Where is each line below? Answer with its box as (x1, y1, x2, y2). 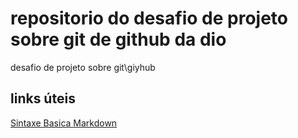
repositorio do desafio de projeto (10, 7, 288, 30)
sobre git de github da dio (10, 28, 227, 51)
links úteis (10, 90, 76, 107)
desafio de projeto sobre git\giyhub (10, 61, 156, 73)
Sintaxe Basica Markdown (10, 117, 118, 129)
